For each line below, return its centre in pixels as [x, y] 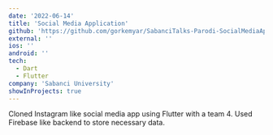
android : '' [28, 53]
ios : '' [22, 46]
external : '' [30, 38]
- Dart [27, 69]
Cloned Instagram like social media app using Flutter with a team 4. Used [131, 114]
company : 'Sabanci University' [61, 83]
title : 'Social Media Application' [69, 23]
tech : [17, 61]
